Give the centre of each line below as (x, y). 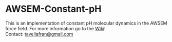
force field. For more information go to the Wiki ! (56, 28)
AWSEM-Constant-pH (53, 9)
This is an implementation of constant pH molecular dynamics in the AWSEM (86, 23)
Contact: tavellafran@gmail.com (39, 34)
